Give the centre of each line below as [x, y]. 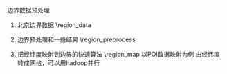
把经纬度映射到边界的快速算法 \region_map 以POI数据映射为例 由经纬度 [118, 54]
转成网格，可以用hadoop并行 [58, 63]
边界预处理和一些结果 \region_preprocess [76, 39]
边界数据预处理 [28, 10]
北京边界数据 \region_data [54, 25]
